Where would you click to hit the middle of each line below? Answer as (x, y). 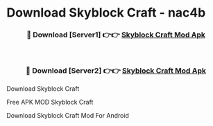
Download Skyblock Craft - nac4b (106, 13)
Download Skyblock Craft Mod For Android (68, 115)
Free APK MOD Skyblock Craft (50, 102)
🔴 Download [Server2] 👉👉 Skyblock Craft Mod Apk (116, 71)
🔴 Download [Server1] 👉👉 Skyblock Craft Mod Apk (116, 35)
